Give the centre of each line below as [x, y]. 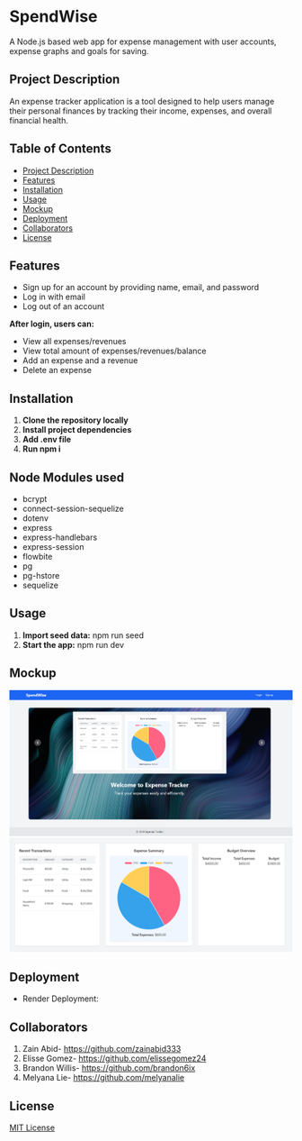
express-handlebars [60, 537]
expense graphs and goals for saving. [79, 50]
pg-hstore [41, 575]
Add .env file [47, 440]
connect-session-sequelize [73, 508]
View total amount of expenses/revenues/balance [114, 351]
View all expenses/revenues [74, 342]
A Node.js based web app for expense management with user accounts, [143, 41]
